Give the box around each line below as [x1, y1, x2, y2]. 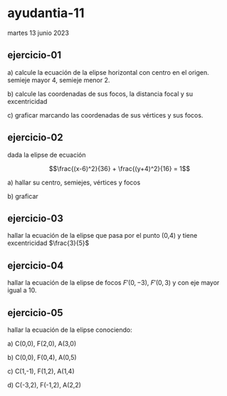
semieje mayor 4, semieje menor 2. [7, 75, 110, 84]
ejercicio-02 [7, 132, 63, 144]
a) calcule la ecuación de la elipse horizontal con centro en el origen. [7, 68, 209, 76]
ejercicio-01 [7, 49, 62, 61]
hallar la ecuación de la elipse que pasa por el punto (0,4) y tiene [7, 231, 198, 240]
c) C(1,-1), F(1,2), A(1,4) [7, 367, 75, 375]
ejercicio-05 [7, 306, 63, 318]
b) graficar [7, 192, 39, 200]
